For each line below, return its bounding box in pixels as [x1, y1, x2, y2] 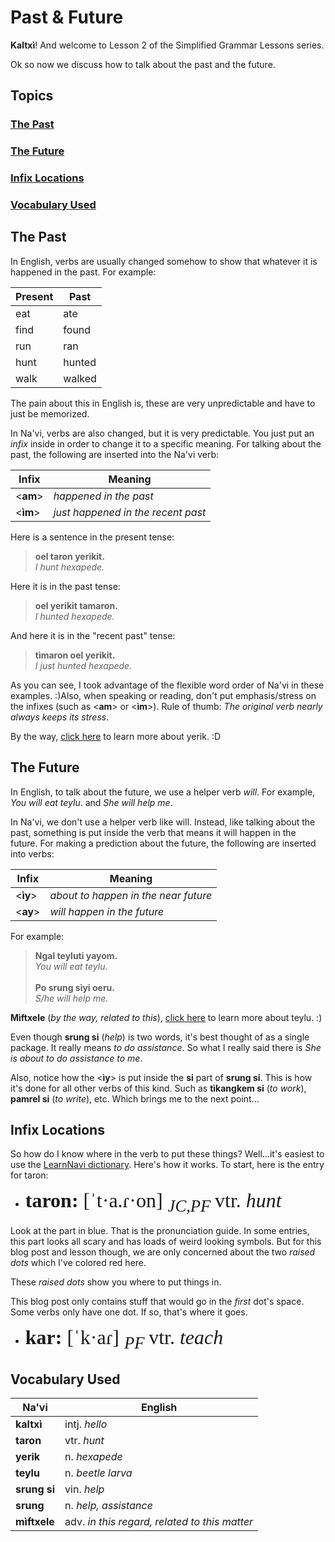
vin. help [64, 1482, 105, 1496]
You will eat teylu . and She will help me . [10, 796, 173, 808]
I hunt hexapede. [34, 561, 105, 573]
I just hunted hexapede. [34, 659, 133, 671]
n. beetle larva [64, 1466, 133, 1480]
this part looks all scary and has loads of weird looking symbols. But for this [10, 1235, 322, 1247]
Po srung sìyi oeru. [34, 981, 115, 993]
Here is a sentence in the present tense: [10, 531, 175, 543]
